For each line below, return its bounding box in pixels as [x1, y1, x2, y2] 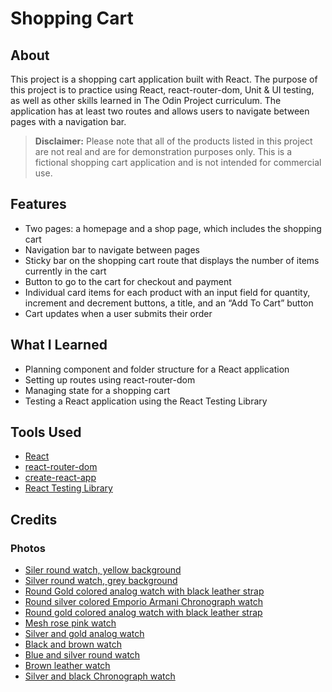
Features [10, 196, 67, 213]
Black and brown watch [24, 638, 122, 651]
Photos [10, 541, 46, 555]
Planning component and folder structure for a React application [24, 363, 290, 375]
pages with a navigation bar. [10, 116, 127, 127]
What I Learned [10, 337, 108, 354]
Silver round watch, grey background [24, 575, 178, 587]
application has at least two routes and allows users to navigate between [10, 105, 310, 117]
